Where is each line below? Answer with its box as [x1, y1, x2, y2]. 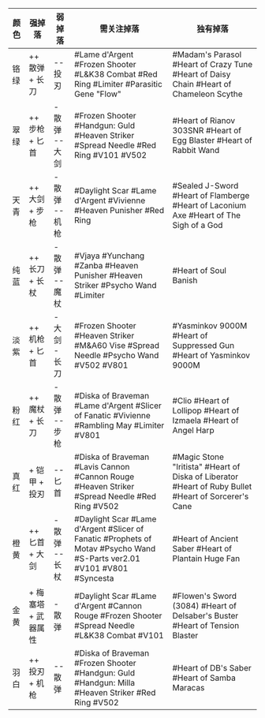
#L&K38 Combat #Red [74, 69, 158, 80]
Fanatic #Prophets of [74, 533, 152, 544]
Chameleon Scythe [172, 88, 243, 99]
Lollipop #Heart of [172, 406, 240, 416]
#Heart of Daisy [172, 69, 231, 80]
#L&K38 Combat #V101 [74, 630, 164, 641]
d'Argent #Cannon [74, 600, 143, 611]
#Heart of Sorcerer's [172, 491, 249, 502]
